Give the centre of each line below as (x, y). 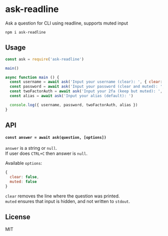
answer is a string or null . (31, 148)
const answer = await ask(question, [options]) (56, 137)
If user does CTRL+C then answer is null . (46, 153)
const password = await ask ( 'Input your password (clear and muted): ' (86, 87)
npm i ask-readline (26, 32)
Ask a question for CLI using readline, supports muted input (67, 23)
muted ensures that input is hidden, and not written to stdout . (68, 201)
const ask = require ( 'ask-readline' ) (45, 59)
